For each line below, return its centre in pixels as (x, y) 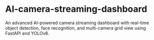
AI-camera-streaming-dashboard (76, 9)
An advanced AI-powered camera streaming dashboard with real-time (77, 23)
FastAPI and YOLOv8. (27, 33)
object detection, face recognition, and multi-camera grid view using (76, 28)
